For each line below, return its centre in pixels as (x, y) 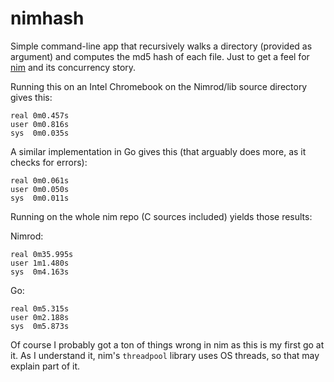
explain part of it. (45, 366)
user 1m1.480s (40, 263)
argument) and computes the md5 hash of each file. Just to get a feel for (160, 56)
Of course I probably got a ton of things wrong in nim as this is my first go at (167, 344)
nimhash (47, 18)
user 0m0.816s (40, 124)
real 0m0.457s (40, 115)
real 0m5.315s (40, 308)
